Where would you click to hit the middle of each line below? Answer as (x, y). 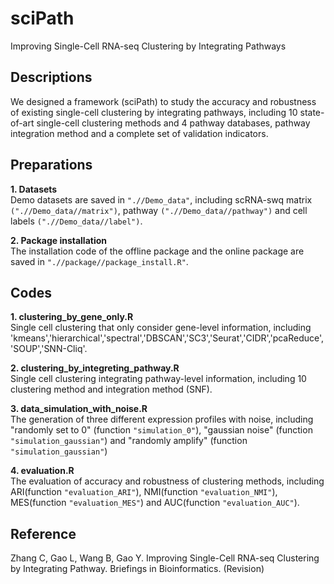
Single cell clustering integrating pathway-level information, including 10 (158, 379)
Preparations (51, 165)
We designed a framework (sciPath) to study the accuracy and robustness (163, 101)
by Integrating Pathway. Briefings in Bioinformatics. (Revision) (137, 569)
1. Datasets (34, 189)
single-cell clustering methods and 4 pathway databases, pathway (173, 123)
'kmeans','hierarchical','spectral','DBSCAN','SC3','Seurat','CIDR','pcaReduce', (167, 338)
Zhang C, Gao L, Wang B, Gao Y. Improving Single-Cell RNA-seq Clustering (165, 558)
